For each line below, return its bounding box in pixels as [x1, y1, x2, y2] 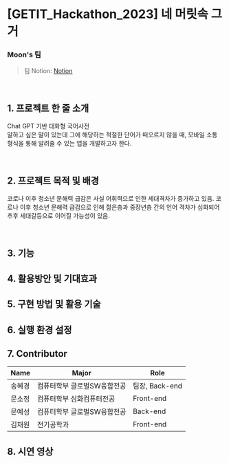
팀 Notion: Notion [23, 67, 73, 75]
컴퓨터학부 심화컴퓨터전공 [36, 394, 116, 404]
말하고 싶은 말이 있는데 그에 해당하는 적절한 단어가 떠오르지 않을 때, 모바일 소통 [7, 130, 218, 139]
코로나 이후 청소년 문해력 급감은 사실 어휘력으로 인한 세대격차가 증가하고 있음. [7, 195, 215, 203]
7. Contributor [7, 348, 67, 359]
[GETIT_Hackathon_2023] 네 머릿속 [7, 6, 208, 22]
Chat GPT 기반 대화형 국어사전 [7, 122, 90, 130]
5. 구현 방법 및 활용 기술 [7, 298, 101, 311]
